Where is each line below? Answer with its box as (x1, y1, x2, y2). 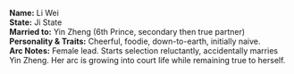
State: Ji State (9, 17, 63, 28)
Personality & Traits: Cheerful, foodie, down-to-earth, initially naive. (9, 36, 261, 46)
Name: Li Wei (9, 8, 60, 18)
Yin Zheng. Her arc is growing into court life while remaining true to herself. (9, 55, 286, 65)
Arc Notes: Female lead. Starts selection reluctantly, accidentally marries (9, 45, 279, 56)
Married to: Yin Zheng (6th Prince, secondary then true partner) (9, 27, 246, 37)
